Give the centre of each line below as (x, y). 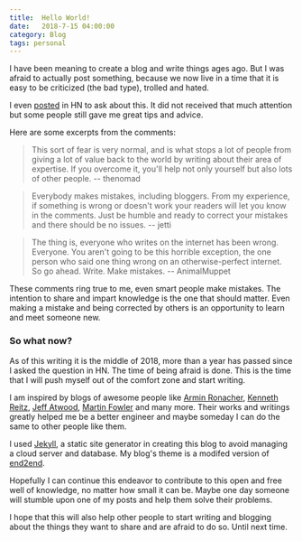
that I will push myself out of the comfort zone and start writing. (128, 379)
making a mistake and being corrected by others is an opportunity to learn (147, 308)
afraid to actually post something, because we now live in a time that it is (144, 79)
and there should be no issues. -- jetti (101, 225)
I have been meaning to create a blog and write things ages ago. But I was (147, 69)
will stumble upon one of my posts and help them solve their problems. (141, 499)
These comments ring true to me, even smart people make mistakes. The (145, 289)
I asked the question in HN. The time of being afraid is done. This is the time (150, 370)
